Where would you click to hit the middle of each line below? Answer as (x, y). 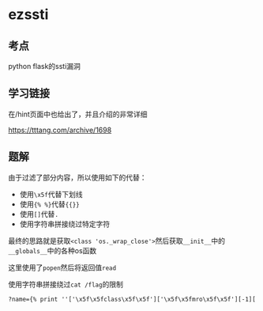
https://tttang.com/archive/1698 (60, 130)
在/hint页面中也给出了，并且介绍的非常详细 (78, 114)
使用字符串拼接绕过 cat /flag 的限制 (66, 284)
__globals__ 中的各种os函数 (53, 250)
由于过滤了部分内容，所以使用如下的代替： (77, 177)
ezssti (28, 15)
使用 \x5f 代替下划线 (51, 194)
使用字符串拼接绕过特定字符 (65, 224)
